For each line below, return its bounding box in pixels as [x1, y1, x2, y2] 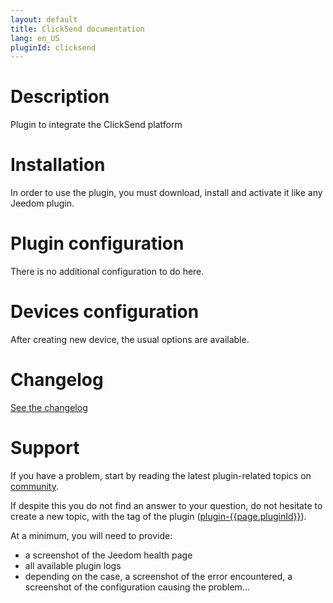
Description [10, 86, 110, 108]
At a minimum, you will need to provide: [10, 529, 173, 541]
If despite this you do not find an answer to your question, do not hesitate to [10, 499, 323, 511]
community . [10, 480, 60, 492]
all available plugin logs [24, 559, 122, 571]
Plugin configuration [10, 232, 185, 255]
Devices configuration [10, 301, 200, 323]
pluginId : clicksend [10, 42, 97, 53]
